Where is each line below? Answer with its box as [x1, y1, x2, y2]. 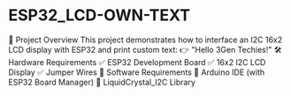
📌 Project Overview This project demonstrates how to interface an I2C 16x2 [8, 34, 283, 45]
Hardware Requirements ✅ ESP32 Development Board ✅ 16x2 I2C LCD [8, 56, 266, 67]
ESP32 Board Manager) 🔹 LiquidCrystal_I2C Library [8, 77, 196, 87]
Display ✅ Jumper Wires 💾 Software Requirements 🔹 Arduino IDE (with [8, 67, 265, 78]
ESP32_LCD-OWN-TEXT [8, 5, 191, 26]
